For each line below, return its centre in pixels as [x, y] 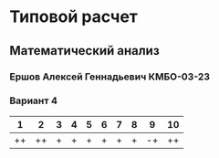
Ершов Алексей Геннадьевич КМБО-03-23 [110, 77]
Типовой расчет [74, 17]
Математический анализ [84, 51]
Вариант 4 [33, 100]
